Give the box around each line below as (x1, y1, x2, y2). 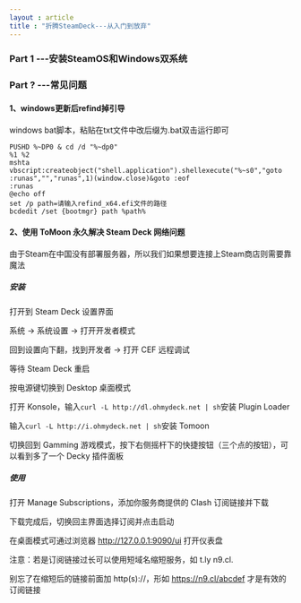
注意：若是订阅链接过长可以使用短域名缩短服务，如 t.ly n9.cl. (9, 554, 234, 564)
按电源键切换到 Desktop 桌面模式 (9, 382, 132, 392)
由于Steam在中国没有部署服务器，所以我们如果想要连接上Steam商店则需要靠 (9, 248, 292, 259)
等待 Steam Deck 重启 (9, 363, 90, 374)
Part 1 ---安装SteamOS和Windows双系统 (9, 53, 188, 65)
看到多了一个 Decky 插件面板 (16, 450, 124, 461)
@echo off (9, 189, 47, 198)
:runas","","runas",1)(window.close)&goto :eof (9, 174, 191, 183)
